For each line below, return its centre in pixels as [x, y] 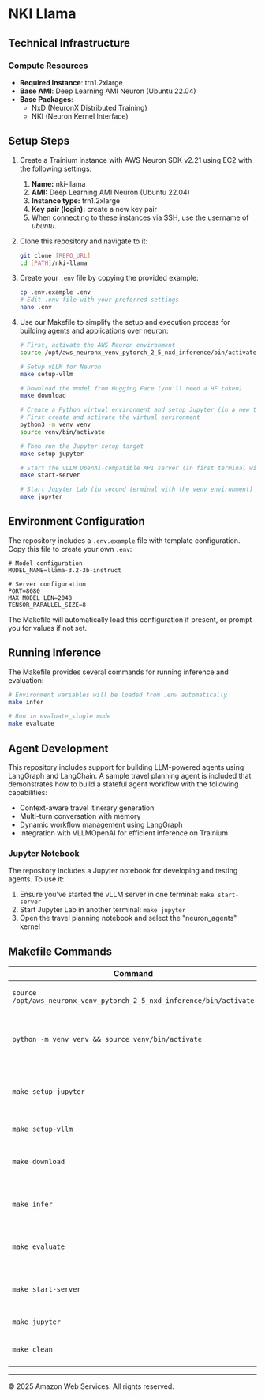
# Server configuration [47, 584]
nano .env [36, 307]
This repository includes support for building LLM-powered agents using [126, 767]
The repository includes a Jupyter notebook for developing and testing [123, 871]
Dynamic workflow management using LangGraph [101, 824]
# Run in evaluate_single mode [60, 716]
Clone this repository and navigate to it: [84, 241]
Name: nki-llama [58, 183]
